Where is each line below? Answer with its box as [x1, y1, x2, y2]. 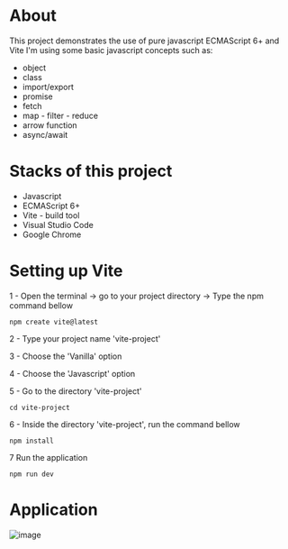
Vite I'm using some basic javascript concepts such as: [9, 44, 213, 55]
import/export [22, 81, 75, 92]
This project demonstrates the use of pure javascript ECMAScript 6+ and [9, 35, 280, 46]
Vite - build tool [22, 209, 80, 221]
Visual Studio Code [22, 219, 94, 230]
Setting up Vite [9, 261, 123, 281]
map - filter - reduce [22, 110, 99, 121]
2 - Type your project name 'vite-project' [9, 333, 161, 343]
